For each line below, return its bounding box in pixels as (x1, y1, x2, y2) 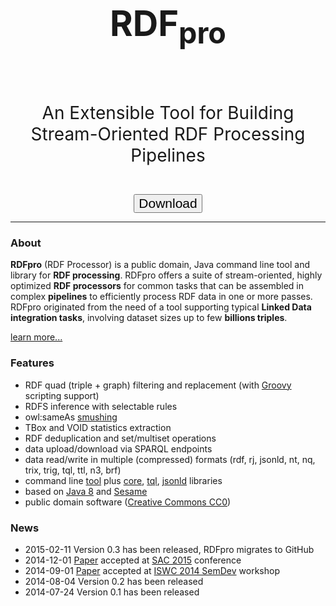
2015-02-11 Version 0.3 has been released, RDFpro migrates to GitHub (24, 543, 315, 555)
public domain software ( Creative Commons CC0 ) (24, 496, 232, 508)
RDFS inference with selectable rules (24, 400, 178, 412)
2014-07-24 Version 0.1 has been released (24, 586, 200, 598)
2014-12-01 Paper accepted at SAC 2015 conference (24, 554, 242, 566)
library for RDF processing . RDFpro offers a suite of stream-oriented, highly (10, 269, 323, 281)
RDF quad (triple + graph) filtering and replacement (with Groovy (24, 379, 292, 391)
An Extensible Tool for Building (41, 102, 295, 125)
